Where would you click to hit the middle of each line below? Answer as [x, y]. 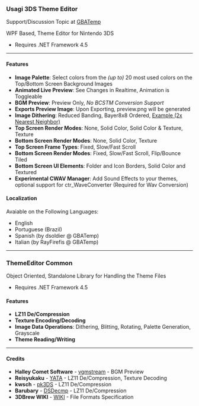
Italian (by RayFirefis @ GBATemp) [57, 242]
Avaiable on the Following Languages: [52, 211]
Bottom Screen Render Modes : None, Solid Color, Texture [86, 140]
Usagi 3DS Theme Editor [42, 9]
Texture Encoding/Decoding [50, 320]
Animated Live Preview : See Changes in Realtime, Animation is [92, 90]
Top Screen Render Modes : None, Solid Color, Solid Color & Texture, [99, 128]
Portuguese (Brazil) [38, 229]
